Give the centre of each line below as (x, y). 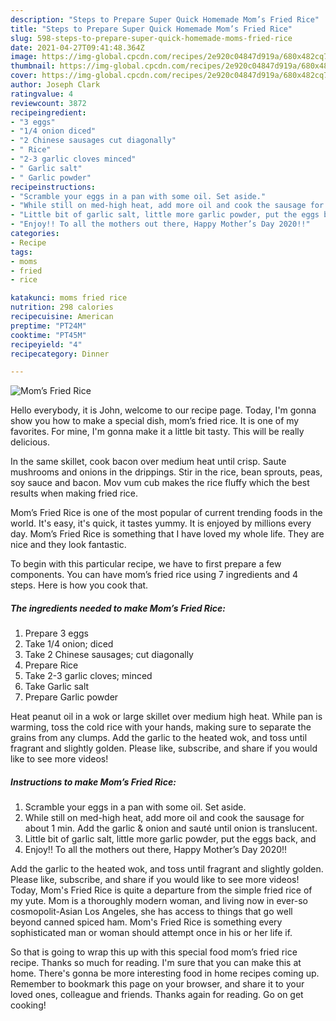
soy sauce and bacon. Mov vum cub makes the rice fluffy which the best (160, 483)
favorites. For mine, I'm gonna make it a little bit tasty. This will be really (157, 432)
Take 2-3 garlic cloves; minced (88, 676)
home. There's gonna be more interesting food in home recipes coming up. (165, 973)
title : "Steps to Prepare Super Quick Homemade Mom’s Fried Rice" (151, 29)
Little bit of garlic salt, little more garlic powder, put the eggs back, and (170, 839)
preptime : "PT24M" (48, 326)
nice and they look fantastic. (68, 545)
